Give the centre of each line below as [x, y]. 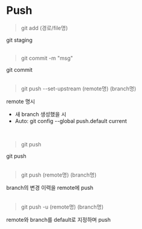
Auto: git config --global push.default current [71, 121]
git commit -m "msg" [47, 58]
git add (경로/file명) [44, 28]
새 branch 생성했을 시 [41, 114]
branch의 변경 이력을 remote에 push [50, 187]
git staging [20, 40]
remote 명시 [21, 101]
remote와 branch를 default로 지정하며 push [59, 219]
